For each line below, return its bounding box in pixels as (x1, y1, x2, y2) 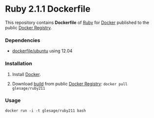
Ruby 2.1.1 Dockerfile (5, 3, 91, 15)
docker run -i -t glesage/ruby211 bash (5, 108, 86, 113)
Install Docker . (12, 71, 41, 77)
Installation (5, 60, 33, 67)
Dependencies (5, 37, 40, 43)
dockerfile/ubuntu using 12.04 (12, 48, 73, 54)
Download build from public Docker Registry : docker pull (12, 80, 128, 86)
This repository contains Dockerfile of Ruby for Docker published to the (5, 20, 150, 25)
